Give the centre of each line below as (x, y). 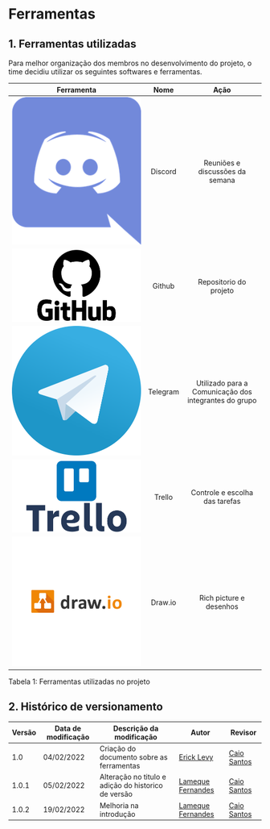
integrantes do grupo (222, 400)
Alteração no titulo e (133, 777)
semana (222, 180)
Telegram (164, 391)
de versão (116, 794)
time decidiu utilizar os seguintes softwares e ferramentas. (105, 72)
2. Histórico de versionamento (86, 707)
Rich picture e (222, 598)
